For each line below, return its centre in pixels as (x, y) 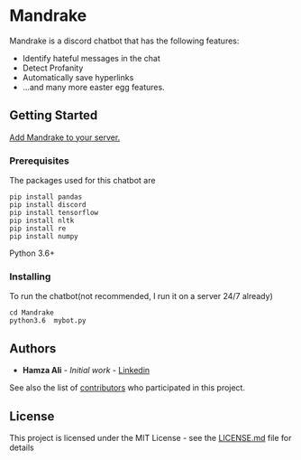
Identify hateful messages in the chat (91, 58)
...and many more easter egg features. (93, 87)
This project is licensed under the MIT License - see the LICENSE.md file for (150, 437)
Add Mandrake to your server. (65, 137)
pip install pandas (46, 197)
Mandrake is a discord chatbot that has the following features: (124, 41)
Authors (33, 348)
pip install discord (48, 205)
